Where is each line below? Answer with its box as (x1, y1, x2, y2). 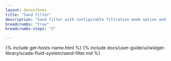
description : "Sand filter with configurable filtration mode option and (5, 17, 166, 22)
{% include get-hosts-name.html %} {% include (5, 45, 106, 51)
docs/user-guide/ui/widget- (106, 45, 165, 51)
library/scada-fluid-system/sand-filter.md (5, 50, 93, 56)
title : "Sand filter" (5, 12, 52, 17)
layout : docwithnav (5, 7, 47, 13)
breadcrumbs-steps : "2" (5, 26, 56, 32)
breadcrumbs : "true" (5, 21, 50, 27)
